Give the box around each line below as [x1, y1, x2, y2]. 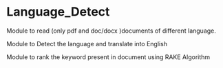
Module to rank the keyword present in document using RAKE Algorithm [6, 52, 211, 61]
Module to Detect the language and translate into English [6, 39, 168, 48]
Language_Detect [6, 4, 110, 20]
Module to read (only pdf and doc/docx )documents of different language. [6, 27, 216, 35]
